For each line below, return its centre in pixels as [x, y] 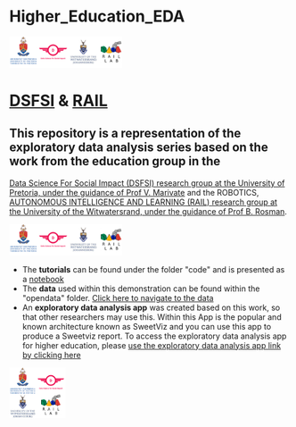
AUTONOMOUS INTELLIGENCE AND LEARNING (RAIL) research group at [144, 202]
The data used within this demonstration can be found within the [141, 289]
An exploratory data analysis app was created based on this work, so [151, 307]
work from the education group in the [115, 161]
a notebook [43, 279]
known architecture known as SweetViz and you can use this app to [147, 326]
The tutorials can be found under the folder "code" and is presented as [153, 269]
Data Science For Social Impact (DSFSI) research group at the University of [147, 183]
